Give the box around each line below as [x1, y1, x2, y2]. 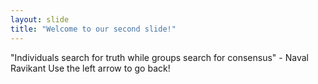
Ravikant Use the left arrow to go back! [10, 62, 171, 74]
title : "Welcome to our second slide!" [10, 24, 177, 34]
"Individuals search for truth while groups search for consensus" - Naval [10, 51, 309, 63]
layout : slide [10, 14, 70, 25]
